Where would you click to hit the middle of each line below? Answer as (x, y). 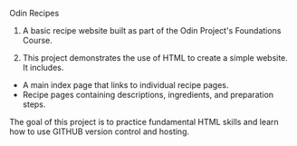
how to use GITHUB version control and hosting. (100, 131)
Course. (37, 40)
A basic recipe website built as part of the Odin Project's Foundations (152, 30)
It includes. (43, 68)
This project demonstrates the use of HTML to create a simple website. (155, 58)
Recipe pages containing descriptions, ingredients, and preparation (148, 95)
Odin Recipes (34, 13)
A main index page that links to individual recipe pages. (125, 85)
